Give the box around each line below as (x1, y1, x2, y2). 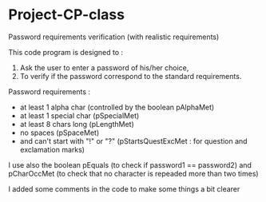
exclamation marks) (19, 145, 85, 154)
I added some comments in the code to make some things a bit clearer (8, 184, 240, 193)
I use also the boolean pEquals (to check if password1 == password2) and (8, 160, 252, 169)
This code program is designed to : (8, 47, 124, 57)
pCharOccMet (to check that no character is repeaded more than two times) (8, 168, 259, 178)
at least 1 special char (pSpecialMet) (19, 110, 140, 121)
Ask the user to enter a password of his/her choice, (19, 62, 189, 73)
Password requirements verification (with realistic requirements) (8, 32, 220, 42)
